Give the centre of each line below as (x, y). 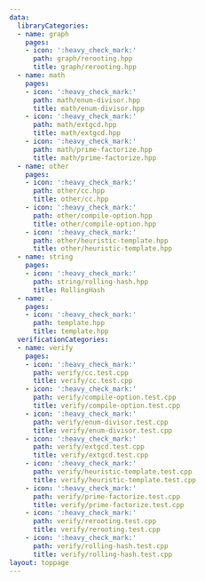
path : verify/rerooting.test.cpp (95, 521)
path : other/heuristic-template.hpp (100, 241)
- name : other (43, 166)
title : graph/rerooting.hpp (85, 68)
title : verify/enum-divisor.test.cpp (102, 430)
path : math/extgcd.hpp (75, 125)
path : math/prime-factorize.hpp (92, 149)
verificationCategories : (63, 339)
